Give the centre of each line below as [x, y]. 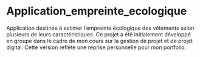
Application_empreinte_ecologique [97, 11]
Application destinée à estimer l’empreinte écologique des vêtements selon [100, 28]
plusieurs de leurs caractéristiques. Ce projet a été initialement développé [99, 34]
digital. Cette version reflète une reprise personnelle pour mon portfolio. [96, 47]
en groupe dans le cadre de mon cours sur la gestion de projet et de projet [100, 41]
